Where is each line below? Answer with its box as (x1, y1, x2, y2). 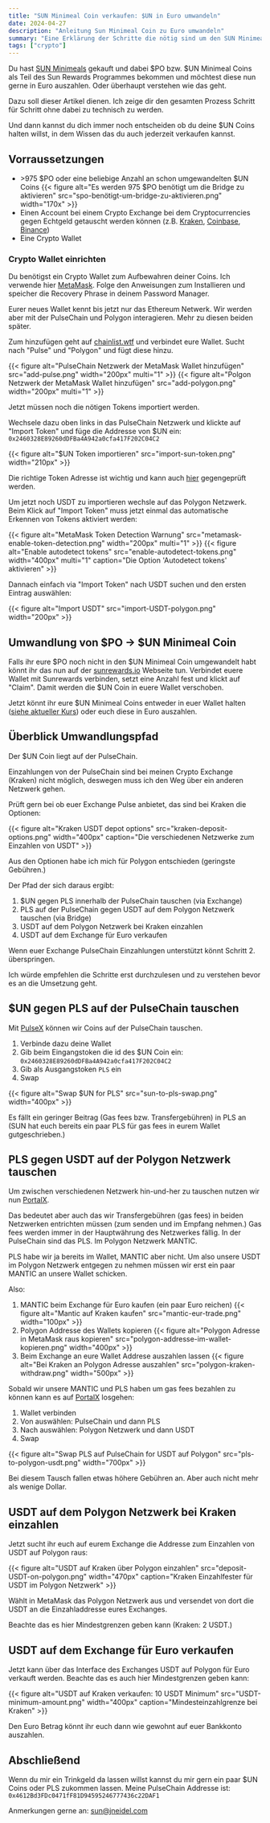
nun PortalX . (8, 1195, 50, 1205)
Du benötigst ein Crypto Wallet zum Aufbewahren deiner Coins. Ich (8, 272, 231, 281)
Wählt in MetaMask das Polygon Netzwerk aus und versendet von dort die (8, 1596, 255, 1606)
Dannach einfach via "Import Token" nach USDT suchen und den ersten (8, 580, 247, 589)
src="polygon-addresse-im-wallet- (115, 1334, 231, 1344)
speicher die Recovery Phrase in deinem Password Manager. (8, 289, 211, 298)
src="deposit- (200, 1563, 247, 1573)
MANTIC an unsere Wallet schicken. (8, 1269, 128, 1279)
